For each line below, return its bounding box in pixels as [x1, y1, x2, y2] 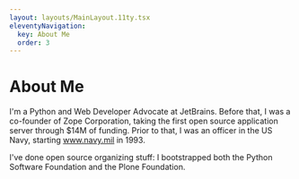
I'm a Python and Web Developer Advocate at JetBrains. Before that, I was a [9, 107, 291, 117]
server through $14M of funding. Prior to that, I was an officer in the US [9, 125, 273, 136]
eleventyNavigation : [9, 21, 87, 30]
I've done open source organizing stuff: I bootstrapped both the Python [9, 152, 273, 163]
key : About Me [17, 30, 70, 38]
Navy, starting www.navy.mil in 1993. [9, 135, 145, 146]
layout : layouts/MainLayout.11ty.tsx [9, 13, 151, 22]
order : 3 [17, 38, 50, 47]
